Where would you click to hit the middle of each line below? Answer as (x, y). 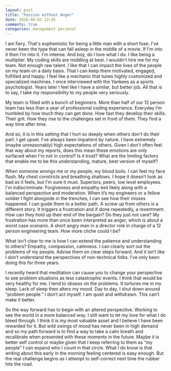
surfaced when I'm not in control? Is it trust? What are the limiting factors (82, 156)
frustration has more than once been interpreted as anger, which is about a (84, 220)
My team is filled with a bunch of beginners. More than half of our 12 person (85, 102)
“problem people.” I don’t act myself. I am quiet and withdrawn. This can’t (82, 294)
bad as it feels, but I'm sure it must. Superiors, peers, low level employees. (83, 182)
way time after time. (26, 124)
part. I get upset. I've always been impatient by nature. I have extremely (80, 140)
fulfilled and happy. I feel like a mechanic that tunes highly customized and (84, 76)
